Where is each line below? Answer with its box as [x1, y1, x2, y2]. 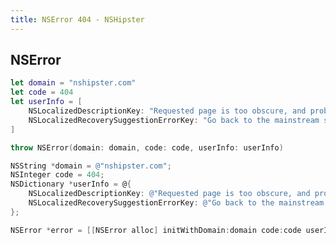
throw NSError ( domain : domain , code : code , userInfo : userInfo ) [10, 142, 284, 153]
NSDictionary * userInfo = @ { [10, 179, 132, 190]
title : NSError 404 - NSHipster [10, 14, 145, 25]
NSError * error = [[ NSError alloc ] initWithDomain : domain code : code [10, 225, 302, 235]
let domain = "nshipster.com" [10, 78, 137, 88]
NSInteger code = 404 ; [10, 170, 105, 180]
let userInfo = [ [10, 97, 83, 107]
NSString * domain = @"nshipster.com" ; [10, 161, 172, 171]
